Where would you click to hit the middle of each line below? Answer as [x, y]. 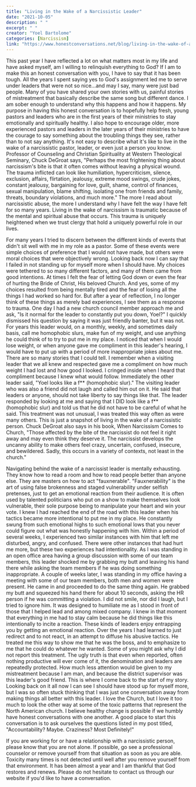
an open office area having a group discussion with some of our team [90, 555]
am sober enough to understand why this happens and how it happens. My [96, 104]
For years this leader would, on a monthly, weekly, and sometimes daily [92, 327]
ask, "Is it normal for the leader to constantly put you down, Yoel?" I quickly [97, 314]
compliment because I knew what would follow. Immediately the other [90, 376]
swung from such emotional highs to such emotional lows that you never [93, 524]
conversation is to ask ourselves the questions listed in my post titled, [90, 723]
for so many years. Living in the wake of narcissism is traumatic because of [97, 210]
